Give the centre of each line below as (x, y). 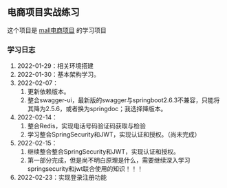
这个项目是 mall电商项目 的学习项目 (57, 30)
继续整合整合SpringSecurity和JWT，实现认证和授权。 (104, 152)
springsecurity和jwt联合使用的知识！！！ (85, 169)
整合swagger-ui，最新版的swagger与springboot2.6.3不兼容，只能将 (123, 100)
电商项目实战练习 (43, 12)
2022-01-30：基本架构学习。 (58, 75)
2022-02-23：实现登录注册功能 (62, 178)
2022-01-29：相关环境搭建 (55, 66)
